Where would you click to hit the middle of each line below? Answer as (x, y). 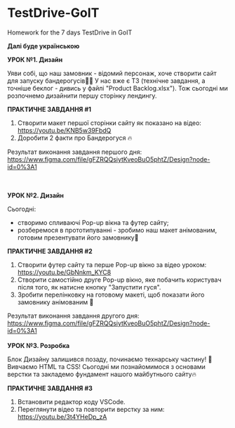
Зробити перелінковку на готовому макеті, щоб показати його (111, 294)
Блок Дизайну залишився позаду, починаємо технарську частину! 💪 (110, 359)
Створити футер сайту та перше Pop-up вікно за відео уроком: (112, 264)
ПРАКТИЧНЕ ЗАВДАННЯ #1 (49, 109)
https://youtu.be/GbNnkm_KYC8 (64, 272)
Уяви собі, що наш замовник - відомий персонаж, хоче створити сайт (112, 73)
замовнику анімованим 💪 (55, 302)
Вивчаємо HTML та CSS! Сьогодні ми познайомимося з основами (106, 366)
